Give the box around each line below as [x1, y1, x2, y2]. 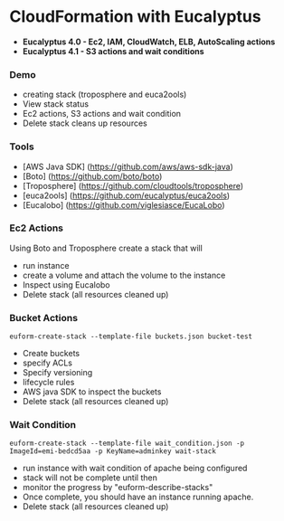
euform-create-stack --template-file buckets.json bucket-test [9, 332, 253, 341]
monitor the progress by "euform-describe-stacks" [22, 482, 213, 493]
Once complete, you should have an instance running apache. [22, 491, 254, 503]
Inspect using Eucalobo [22, 279, 110, 290]
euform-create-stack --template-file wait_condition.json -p [9, 439, 245, 449]
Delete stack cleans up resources [22, 118, 147, 128]
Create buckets [22, 348, 80, 359]
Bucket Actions [9, 311, 79, 324]
